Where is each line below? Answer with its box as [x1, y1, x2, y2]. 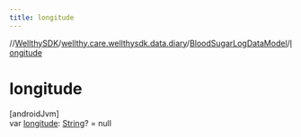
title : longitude [9, 13, 75, 22]
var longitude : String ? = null [9, 117, 112, 128]
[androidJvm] [9, 108, 60, 119]
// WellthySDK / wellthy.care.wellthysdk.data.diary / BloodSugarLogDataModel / [9, 38, 290, 48]
